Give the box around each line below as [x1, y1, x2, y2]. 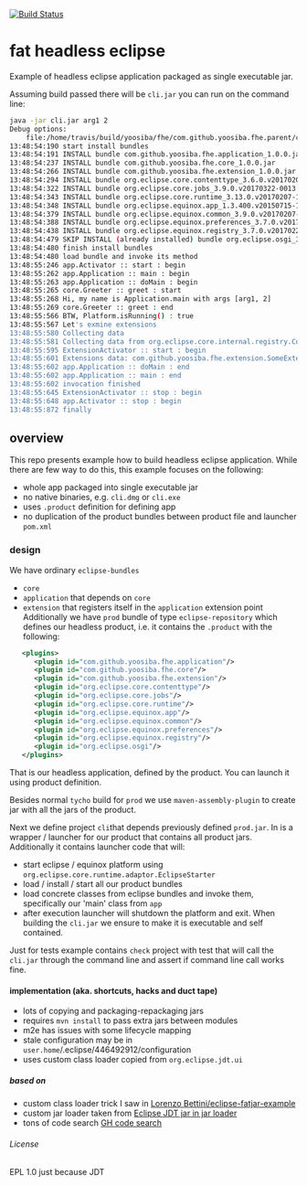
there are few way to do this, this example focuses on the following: [9, 465, 264, 475]
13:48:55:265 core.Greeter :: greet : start [9, 286, 182, 295]
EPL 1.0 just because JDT [9, 1167, 105, 1178]
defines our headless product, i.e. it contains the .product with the [22, 621, 272, 632]
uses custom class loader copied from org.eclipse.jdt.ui [22, 1054, 244, 1065]
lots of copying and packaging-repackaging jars [22, 1006, 204, 1017]
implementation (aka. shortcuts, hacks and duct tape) [9, 985, 218, 996]
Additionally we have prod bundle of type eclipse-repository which [22, 611, 278, 622]
